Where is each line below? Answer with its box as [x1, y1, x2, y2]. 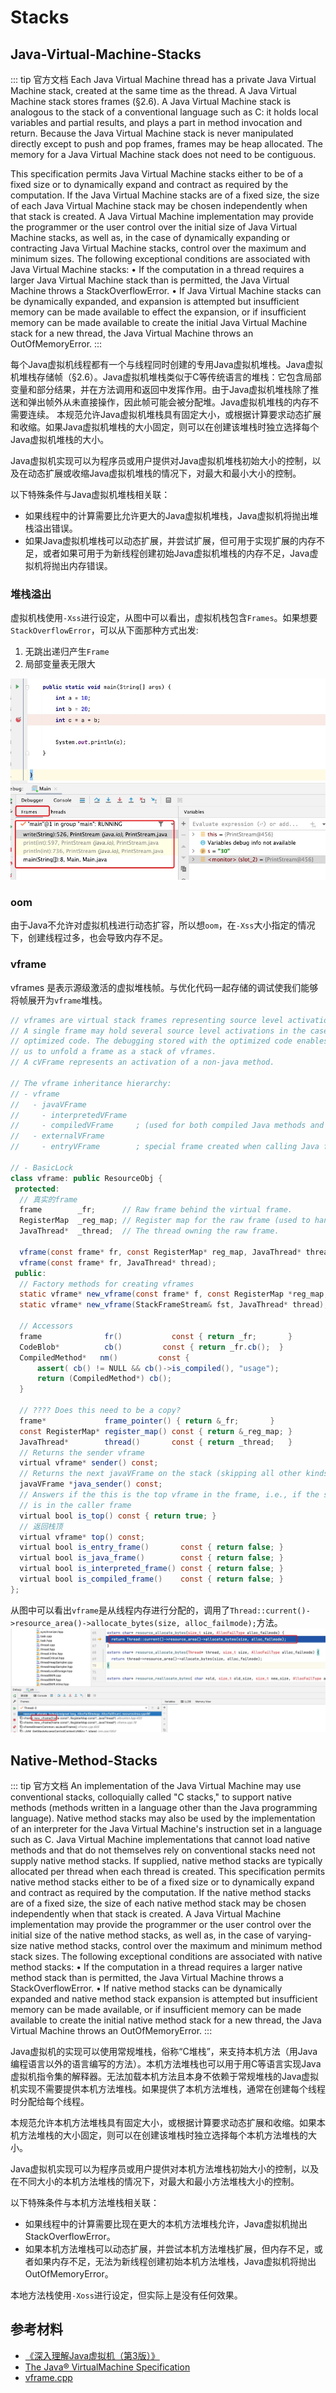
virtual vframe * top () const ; [19, 1532, 145, 1542]
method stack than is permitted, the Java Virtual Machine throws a [10, 1971, 284, 1983]
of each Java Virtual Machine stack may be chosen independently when [10, 200, 308, 211]
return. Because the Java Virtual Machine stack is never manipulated [10, 127, 294, 139]
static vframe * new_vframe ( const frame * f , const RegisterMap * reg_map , [19, 1289, 329, 1300]
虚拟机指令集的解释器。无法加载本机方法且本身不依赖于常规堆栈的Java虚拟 [10, 2070, 320, 2082]
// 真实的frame [19, 1194, 78, 1205]
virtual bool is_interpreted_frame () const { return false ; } [19, 1564, 284, 1574]
